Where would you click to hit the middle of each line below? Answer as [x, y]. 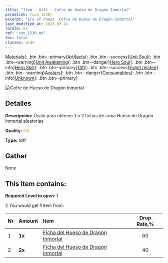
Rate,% [145, 224]
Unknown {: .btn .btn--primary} [46, 78]
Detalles [18, 103]
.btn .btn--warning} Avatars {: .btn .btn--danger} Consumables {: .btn [74, 73]
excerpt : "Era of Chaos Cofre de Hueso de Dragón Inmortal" [70, 19]
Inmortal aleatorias [24, 121]
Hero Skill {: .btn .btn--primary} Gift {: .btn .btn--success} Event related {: [87, 67]
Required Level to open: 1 [32, 196]
